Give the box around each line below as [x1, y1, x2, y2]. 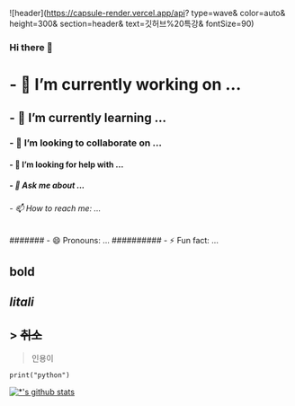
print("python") [9, 371, 70, 380]
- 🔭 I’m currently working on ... [9, 75, 242, 95]
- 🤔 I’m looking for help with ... [9, 159, 124, 170]
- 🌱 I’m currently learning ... [9, 110, 166, 125]
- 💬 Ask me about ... [9, 180, 85, 190]
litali [9, 295, 34, 310]
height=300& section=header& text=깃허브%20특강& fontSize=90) [9, 18, 255, 29]
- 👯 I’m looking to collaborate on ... [9, 137, 162, 149]
